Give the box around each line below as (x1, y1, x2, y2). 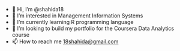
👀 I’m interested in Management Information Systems (11, 12, 143, 19)
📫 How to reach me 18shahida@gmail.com (11, 38, 119, 45)
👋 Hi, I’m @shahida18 (11, 6, 64, 13)
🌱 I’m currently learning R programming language (11, 19, 134, 25)
